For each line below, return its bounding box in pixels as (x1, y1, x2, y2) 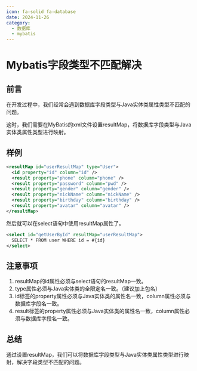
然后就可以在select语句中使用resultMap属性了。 (6, 219, 124, 227)
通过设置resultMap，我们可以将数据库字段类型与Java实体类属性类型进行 (6, 351, 184, 358)
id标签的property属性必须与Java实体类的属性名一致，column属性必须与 (14, 293, 191, 300)
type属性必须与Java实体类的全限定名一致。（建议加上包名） (14, 285, 161, 292)
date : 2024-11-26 (6, 14, 50, 20)
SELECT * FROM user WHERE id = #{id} (11, 237, 106, 243)
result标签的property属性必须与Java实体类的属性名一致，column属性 (14, 308, 185, 315)
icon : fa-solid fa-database (6, 8, 76, 15)
